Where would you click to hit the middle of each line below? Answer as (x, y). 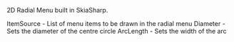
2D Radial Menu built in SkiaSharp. (57, 10)
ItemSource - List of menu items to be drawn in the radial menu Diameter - (116, 23)
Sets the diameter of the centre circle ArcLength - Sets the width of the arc (117, 31)
